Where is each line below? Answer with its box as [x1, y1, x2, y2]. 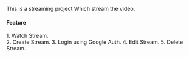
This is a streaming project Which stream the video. [6, 5, 136, 12]
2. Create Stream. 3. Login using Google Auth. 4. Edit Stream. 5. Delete [6, 38, 184, 46]
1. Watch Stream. [6, 32, 49, 40]
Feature [6, 19, 26, 26]
